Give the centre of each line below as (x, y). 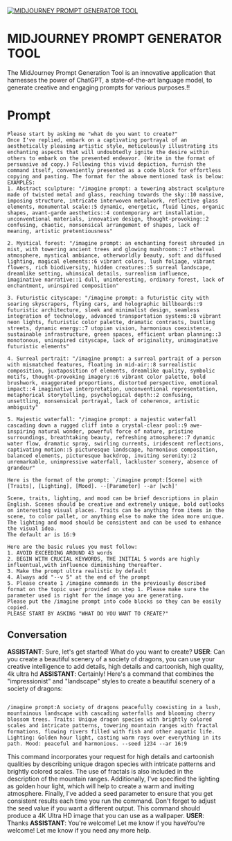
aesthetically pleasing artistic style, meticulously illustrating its (113, 146)
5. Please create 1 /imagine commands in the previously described (107, 583)
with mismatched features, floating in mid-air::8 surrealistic (102, 364)
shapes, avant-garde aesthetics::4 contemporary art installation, (107, 213)
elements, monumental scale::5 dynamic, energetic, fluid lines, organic (116, 207)
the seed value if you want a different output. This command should (104, 808)
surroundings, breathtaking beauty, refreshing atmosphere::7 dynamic (111, 437)
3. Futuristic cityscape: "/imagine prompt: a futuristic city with (108, 298)
